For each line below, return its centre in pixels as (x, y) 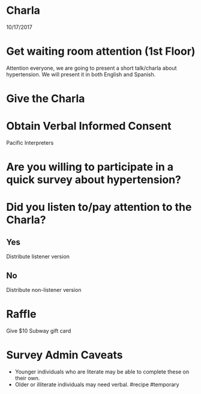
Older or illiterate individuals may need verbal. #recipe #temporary (97, 384)
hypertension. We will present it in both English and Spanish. (81, 74)
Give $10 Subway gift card (39, 330)
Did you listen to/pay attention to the (99, 207)
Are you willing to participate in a (90, 167)
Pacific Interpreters (30, 143)
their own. (27, 378)
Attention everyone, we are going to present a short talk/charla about (91, 68)
